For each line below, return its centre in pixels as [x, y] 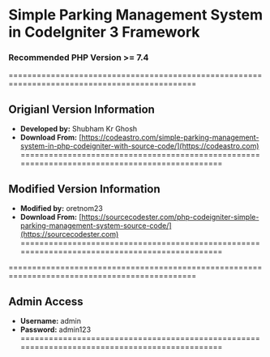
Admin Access [46, 301]
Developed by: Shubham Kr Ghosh [79, 129]
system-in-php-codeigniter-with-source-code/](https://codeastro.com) [139, 146]
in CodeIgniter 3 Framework [104, 32]
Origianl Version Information [82, 109]
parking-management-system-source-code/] [96, 226]
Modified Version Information [84, 189]
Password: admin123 [56, 329]
